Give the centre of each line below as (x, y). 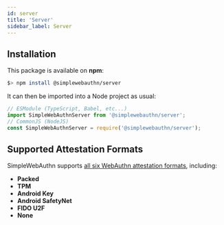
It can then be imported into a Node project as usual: (82, 96)
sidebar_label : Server (40, 26)
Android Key (35, 193)
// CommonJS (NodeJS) (38, 121)
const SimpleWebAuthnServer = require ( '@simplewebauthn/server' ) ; (104, 128)
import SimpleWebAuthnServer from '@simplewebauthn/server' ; (97, 115)
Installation (32, 54)
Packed (28, 179)
